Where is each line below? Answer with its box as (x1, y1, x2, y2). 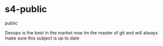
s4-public (5, 3, 47, 15)
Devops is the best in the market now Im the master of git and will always (5, 29, 158, 35)
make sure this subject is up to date (5, 35, 79, 41)
